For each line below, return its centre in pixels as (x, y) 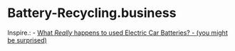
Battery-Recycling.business (92, 13)
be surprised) (27, 40)
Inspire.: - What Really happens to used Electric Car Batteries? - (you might (117, 33)
